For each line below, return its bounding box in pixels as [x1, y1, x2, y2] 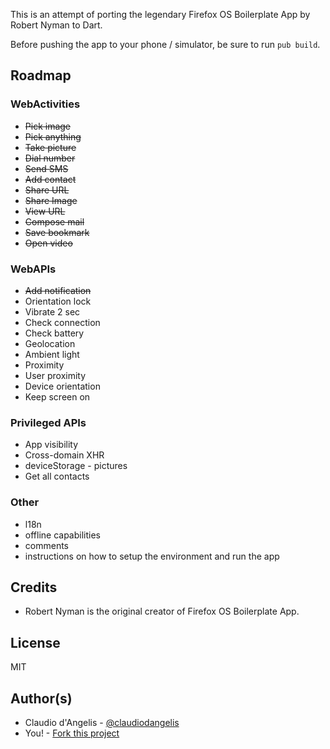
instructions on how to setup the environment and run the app [24, 550, 280, 562]
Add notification [24, 284, 92, 296]
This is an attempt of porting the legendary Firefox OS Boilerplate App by [10, 9, 311, 20]
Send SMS [24, 162, 69, 174]
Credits [10, 579, 58, 596]
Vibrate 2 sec [24, 305, 81, 318]
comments [24, 539, 69, 551]
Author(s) [10, 690, 73, 707]
